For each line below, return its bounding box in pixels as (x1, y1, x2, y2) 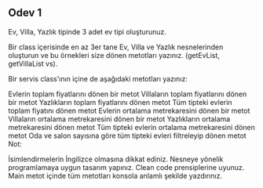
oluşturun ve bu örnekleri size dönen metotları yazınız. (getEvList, (8, 50, 220, 60)
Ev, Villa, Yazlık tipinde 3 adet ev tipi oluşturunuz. (8, 27, 167, 36)
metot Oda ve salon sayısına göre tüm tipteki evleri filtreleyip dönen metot (8, 131, 247, 140)
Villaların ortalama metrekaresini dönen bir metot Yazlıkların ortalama (8, 114, 231, 124)
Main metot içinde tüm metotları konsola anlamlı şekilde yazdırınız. (8, 171, 222, 180)
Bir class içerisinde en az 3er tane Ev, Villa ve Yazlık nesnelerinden (8, 42, 224, 52)
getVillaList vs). (8, 59, 58, 68)
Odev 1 (8, 6, 42, 20)
